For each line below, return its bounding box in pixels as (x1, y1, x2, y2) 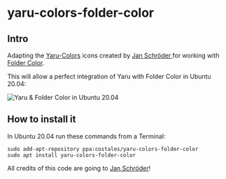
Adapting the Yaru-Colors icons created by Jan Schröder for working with (7, 51, 220, 59)
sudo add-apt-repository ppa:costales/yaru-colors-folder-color (7, 145, 199, 152)
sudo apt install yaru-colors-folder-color (7, 152, 136, 159)
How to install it (7, 113, 76, 125)
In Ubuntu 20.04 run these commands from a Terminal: (7, 131, 166, 141)
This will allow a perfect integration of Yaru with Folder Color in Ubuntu (7, 72, 211, 80)
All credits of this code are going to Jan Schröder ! (7, 164, 151, 172)
